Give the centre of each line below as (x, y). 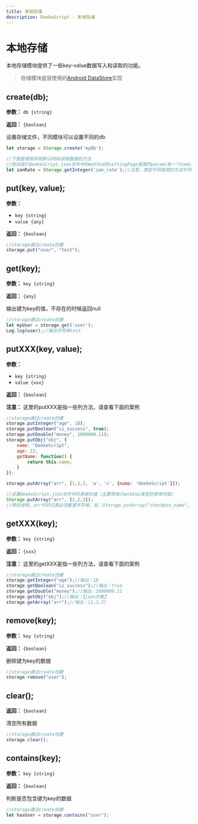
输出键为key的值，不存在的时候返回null (54, 309)
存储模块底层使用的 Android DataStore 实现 (71, 78)
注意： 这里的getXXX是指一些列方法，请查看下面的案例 (73, 564)
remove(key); (32, 621)
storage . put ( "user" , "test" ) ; (43, 250)
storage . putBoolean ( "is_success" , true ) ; (58, 429)
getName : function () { (44, 456)
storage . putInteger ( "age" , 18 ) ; (46, 424)
